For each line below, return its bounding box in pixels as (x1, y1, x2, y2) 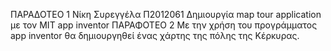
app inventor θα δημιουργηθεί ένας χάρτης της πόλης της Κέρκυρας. (10, 30, 300, 41)
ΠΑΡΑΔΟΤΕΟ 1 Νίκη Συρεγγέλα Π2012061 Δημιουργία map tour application (10, 9, 322, 20)
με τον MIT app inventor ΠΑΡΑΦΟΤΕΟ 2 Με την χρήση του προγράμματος (10, 19, 318, 31)
